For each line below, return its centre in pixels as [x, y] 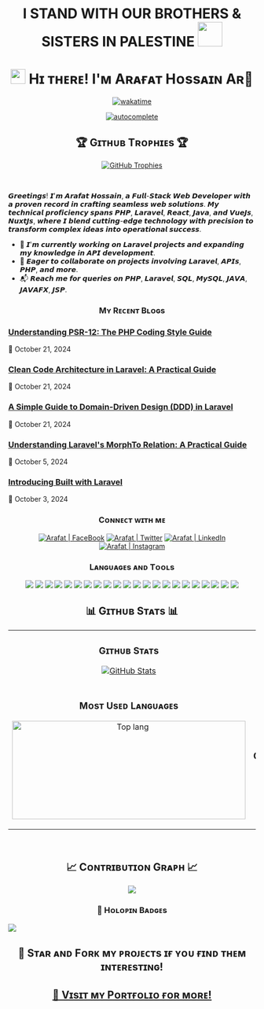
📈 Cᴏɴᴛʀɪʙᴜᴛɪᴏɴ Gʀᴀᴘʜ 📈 [132, 867]
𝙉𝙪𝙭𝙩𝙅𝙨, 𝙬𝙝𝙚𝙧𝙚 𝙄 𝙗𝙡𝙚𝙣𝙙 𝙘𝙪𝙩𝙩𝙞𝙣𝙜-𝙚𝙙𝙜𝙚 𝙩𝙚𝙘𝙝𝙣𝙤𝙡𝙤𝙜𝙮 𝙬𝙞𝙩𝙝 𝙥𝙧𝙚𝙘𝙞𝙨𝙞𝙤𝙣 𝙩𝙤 [131, 220]
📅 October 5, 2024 [38, 462]
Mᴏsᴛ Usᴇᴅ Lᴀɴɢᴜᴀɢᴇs [129, 705]
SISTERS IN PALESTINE [118, 42]
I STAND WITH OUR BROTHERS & [132, 14]
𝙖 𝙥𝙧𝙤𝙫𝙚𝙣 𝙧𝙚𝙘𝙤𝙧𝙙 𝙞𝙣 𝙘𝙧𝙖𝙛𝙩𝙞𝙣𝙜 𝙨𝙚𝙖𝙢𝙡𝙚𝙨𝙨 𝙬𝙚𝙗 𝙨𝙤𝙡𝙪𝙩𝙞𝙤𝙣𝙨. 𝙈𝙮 [114, 204]
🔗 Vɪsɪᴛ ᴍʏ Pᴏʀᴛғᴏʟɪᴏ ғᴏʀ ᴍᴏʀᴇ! [132, 995]
